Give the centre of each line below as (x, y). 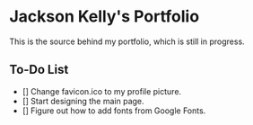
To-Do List (39, 70)
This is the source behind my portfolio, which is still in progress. (127, 41)
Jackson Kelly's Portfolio (105, 17)
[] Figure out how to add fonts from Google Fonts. (114, 111)
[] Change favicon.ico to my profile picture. (102, 91)
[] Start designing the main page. (83, 101)
